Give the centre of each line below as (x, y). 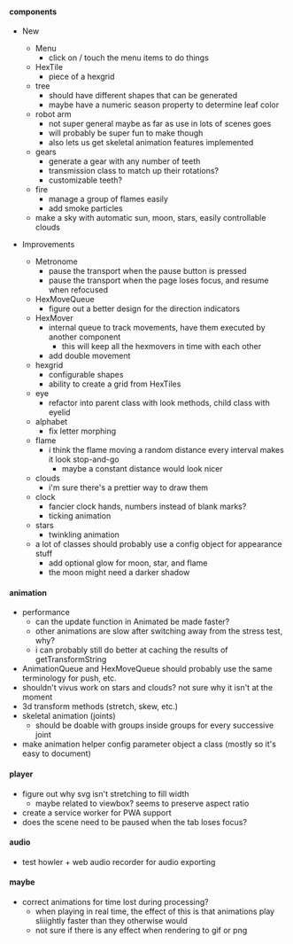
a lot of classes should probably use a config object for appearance (158, 544)
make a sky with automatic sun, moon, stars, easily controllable (150, 218)
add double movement (89, 356)
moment (37, 697)
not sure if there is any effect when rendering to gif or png (141, 931)
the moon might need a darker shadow (119, 573)
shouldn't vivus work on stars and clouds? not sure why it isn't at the (147, 688)
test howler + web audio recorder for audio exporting (119, 862)
